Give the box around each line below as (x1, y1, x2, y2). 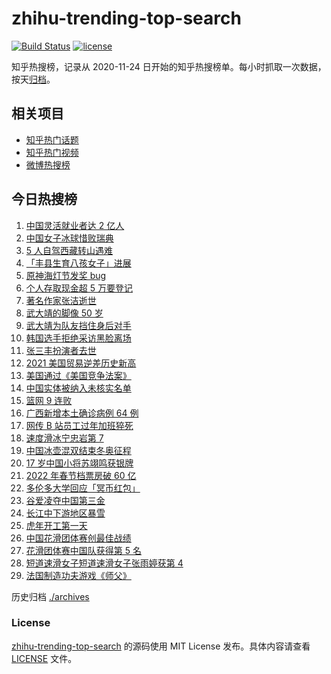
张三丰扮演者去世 (25, 344, 97, 356)
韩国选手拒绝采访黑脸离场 (25, 332, 132, 344)
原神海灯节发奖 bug (25, 269, 107, 281)
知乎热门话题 (25, 133, 79, 146)
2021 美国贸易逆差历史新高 (25, 357, 137, 369)
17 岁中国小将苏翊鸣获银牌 (25, 457, 134, 469)
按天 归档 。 (11, 73, 56, 85)
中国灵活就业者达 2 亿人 (25, 219, 125, 231)
